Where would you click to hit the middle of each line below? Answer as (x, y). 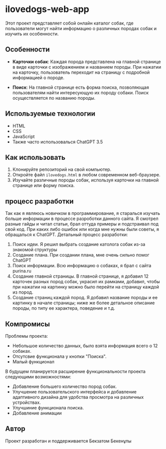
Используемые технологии (50, 114)
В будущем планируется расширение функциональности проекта (75, 371)
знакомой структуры (35, 250)
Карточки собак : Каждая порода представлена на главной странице (86, 62)
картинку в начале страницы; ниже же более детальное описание (83, 303)
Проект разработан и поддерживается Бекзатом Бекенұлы (68, 441)
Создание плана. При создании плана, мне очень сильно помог (81, 255)
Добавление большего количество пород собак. (64, 386)
